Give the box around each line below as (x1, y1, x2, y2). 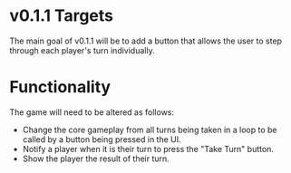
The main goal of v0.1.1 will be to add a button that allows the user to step (9, 35, 283, 46)
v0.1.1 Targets (9, 5, 113, 26)
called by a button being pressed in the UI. (22, 133, 181, 145)
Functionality (9, 77, 112, 98)
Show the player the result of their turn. (22, 153, 170, 164)
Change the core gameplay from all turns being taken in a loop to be (22, 124, 278, 135)
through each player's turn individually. (9, 44, 156, 55)
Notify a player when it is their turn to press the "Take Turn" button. (22, 143, 275, 154)
